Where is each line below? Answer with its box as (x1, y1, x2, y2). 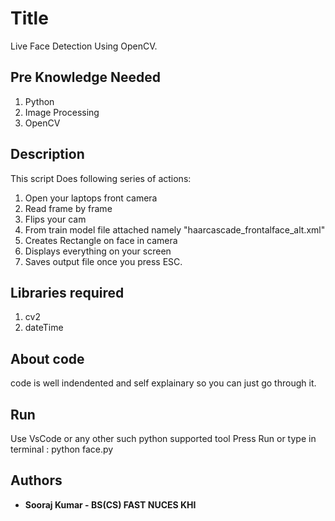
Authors (10, 472, 63, 489)
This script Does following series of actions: (10, 172, 192, 184)
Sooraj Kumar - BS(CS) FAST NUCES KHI (24, 498, 197, 511)
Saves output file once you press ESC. (24, 255, 183, 267)
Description (10, 146, 85, 163)
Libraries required (10, 284, 125, 301)
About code (10, 350, 85, 367)
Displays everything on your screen (24, 245, 172, 257)
